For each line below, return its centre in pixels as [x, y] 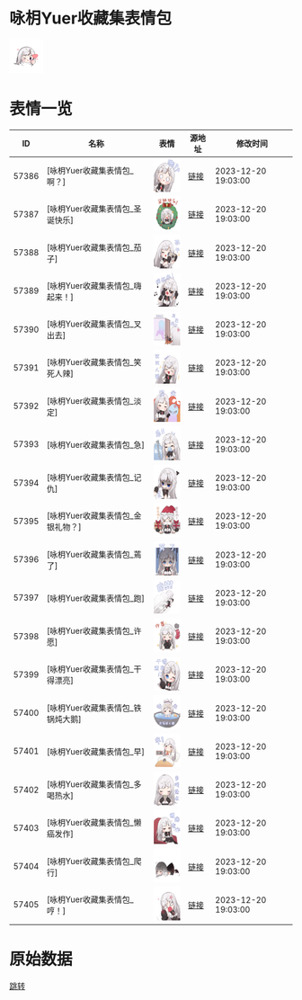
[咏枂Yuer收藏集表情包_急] [96, 444]
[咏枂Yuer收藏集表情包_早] [96, 751]
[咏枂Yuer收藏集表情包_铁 [94, 708]
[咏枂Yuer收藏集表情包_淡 [94, 400]
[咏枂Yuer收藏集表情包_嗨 [94, 285]
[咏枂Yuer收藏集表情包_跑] [96, 598]
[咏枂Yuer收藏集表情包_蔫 [94, 554]
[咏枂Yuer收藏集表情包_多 [94, 784]
